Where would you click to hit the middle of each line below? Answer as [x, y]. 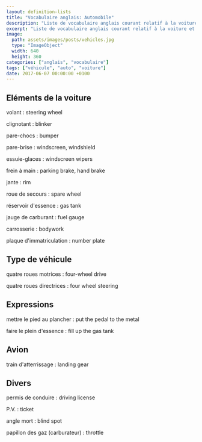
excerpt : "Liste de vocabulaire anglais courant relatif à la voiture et [101, 29]
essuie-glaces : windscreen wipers [50, 159]
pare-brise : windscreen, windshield [51, 148]
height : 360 [27, 57]
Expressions [30, 305]
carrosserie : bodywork [35, 229]
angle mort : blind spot [34, 421]
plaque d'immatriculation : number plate [56, 241]
